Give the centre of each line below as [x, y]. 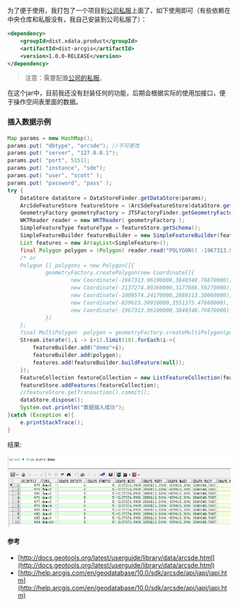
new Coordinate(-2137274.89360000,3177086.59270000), [152, 288]
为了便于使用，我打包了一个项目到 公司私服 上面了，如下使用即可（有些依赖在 [119, 10]
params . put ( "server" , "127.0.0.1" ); [63, 153]
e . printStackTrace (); [52, 422]
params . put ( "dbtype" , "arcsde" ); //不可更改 [74, 145]
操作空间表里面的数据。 [47, 102]
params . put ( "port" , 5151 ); [49, 161]
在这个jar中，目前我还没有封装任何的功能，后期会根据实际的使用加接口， [113, 93]
